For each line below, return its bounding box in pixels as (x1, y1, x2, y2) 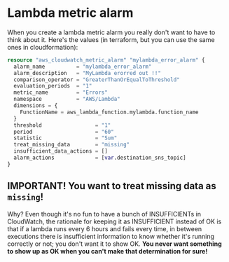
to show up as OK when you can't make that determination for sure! (7, 247, 208, 255)
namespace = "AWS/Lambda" (13, 96, 120, 103)
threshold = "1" (13, 121, 111, 129)
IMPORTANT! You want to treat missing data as (7, 180, 217, 192)
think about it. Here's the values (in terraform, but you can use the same (7, 35, 215, 43)
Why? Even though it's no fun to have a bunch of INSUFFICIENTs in (7, 209, 202, 218)
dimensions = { (13, 102, 58, 109)
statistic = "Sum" (13, 135, 118, 142)
